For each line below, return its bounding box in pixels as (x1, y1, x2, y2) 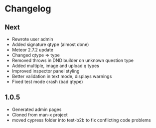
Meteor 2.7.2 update (11, 47, 53, 52)
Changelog (4, 3, 51, 14)
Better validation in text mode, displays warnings (11, 73, 112, 79)
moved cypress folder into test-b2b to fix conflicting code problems (11, 117, 151, 123)
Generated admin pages (11, 106, 62, 112)
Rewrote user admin (11, 36, 53, 42)
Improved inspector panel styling (11, 68, 80, 74)
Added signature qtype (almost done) (11, 41, 89, 47)
